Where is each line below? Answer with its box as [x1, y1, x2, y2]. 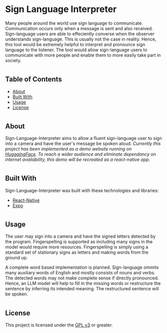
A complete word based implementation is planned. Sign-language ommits [5, 264, 159, 270]
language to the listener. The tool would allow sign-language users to [5, 47, 147, 53]
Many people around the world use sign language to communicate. [5, 20, 143, 26]
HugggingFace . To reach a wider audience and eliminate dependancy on [5, 151, 156, 157]
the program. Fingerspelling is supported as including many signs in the [5, 239, 153, 245]
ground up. [5, 255, 28, 261]
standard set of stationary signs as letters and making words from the [5, 249, 148, 255]
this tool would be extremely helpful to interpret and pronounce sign [5, 41, 145, 47]
